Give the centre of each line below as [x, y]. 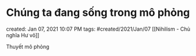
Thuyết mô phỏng [28, 47]
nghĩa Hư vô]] [23, 35]
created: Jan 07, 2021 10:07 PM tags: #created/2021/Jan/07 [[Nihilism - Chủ [98, 29]
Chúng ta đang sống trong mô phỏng [98, 13]
